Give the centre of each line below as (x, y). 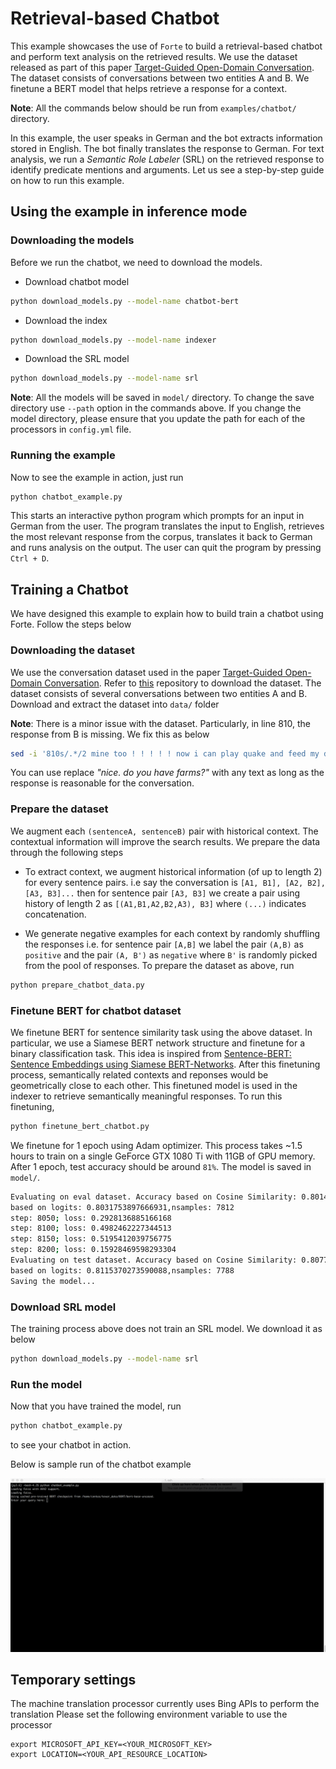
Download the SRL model (77, 359)
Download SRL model (63, 1307)
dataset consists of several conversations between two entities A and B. (159, 693)
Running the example (63, 455)
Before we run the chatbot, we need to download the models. (136, 262)
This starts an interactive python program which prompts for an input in (157, 516)
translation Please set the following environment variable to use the (149, 1714)
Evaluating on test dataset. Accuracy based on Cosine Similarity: (154, 1260)
